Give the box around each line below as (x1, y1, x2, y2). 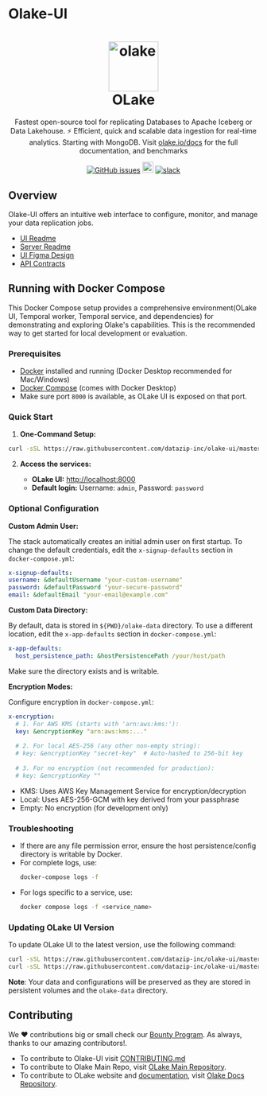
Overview (8, 188, 58, 202)
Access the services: (19, 459, 91, 469)
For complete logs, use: (19, 857, 98, 867)
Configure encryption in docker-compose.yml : (8, 697, 154, 706)
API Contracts (19, 258, 66, 268)
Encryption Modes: (8, 682, 73, 691)
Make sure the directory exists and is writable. (8, 666, 160, 676)
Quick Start (8, 411, 53, 422)
